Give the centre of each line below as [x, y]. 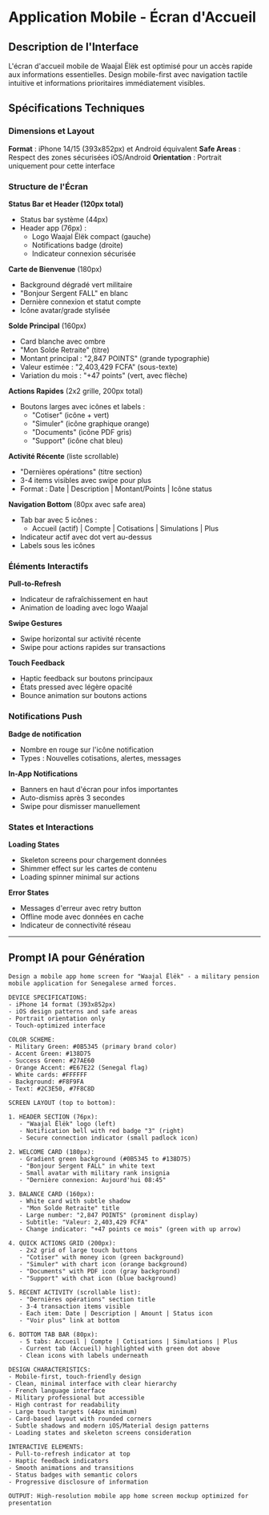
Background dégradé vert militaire [76, 284]
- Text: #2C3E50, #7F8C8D [51, 1089]
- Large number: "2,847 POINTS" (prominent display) [108, 1215]
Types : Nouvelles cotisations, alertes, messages [100, 757]
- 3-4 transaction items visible [74, 1306]
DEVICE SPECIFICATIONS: [48, 997]
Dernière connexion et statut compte [80, 302]
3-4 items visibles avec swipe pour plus [86, 480]
